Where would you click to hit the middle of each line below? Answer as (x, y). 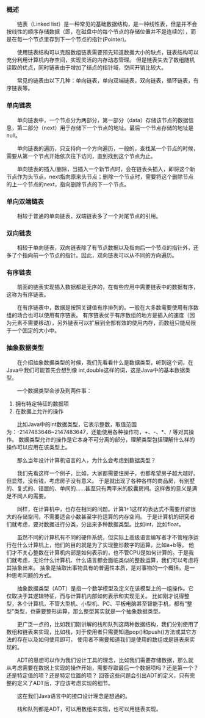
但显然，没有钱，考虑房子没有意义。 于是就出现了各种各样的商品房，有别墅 (101, 480)
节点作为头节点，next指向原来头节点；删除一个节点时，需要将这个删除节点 (100, 176)
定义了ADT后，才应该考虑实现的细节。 (65, 683)
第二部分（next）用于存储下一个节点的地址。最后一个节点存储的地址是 (105, 128)
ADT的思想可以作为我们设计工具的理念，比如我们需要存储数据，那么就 (105, 660)
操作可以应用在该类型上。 (38, 447)
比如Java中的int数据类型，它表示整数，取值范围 (77, 424)
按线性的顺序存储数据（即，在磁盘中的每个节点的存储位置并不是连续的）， (99, 32)
